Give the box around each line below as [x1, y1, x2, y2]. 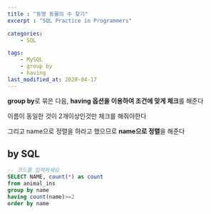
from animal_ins [7, 180, 56, 188]
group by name [7, 187, 50, 194]
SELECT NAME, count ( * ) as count [7, 173, 103, 180]
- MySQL [20, 56, 43, 63]
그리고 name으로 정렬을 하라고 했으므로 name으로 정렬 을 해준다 [7, 126, 185, 136]
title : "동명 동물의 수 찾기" [7, 10, 88, 18]
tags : [7, 49, 24, 57]
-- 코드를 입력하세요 [7, 167, 60, 174]
